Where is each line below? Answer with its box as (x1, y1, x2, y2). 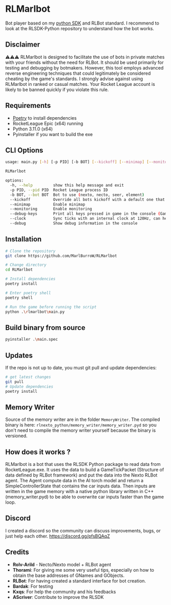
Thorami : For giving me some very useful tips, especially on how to (12, 567, 154, 573)
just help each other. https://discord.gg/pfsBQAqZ (5, 533, 110, 539)
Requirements (5, 101, 51, 110)
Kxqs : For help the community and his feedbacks (12, 589, 116, 595)
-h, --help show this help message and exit (10, 183, 124, 188)
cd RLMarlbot (5, 267, 33, 273)
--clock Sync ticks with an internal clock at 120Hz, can (10, 216, 160, 221)
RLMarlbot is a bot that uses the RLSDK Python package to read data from (5, 461, 161, 467)
